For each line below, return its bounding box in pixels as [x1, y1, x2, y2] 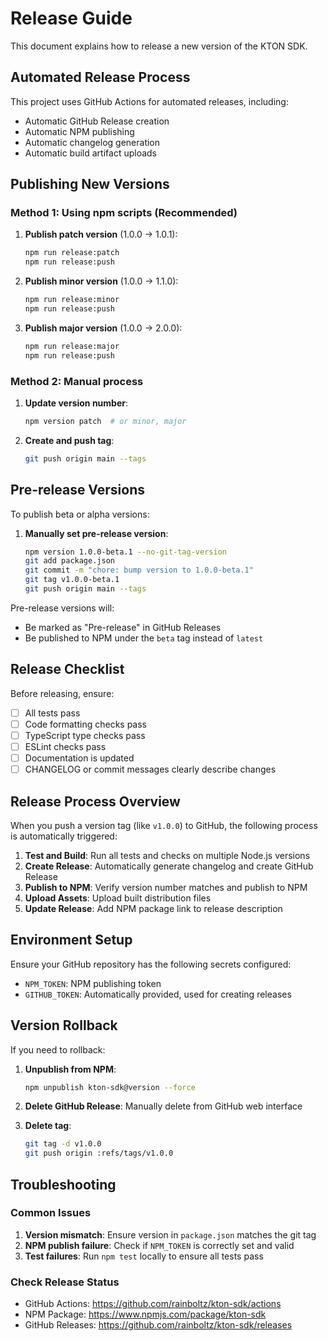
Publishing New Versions [10, 176, 170, 193]
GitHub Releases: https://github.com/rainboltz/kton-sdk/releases [24, 1319, 293, 1331]
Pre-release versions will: [10, 602, 115, 614]
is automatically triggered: [10, 830, 118, 842]
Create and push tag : [24, 434, 115, 446]
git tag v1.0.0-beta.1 [24, 575, 120, 585]
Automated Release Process [10, 69, 191, 86]
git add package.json [24, 556, 115, 566]
